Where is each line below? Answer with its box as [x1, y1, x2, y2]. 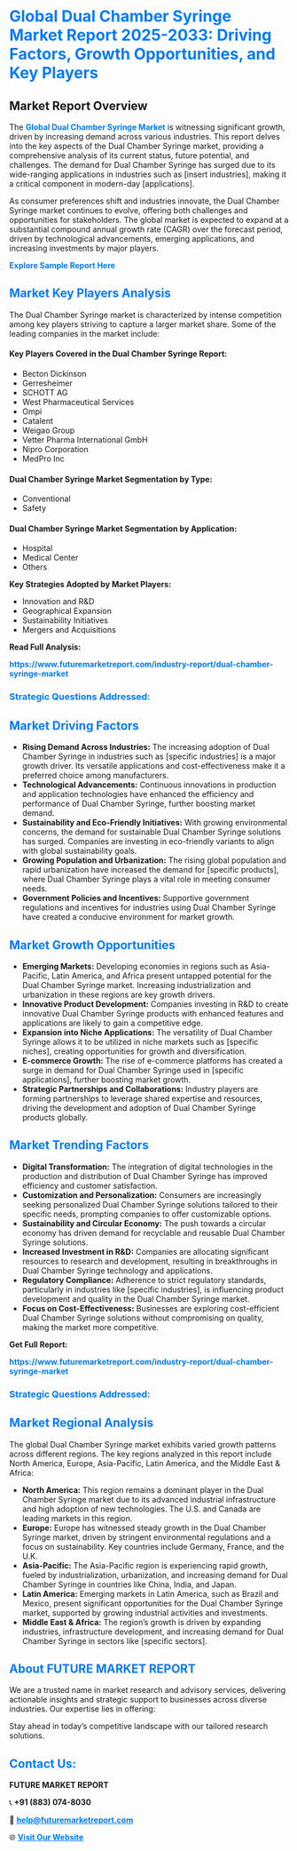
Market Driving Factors [9, 718, 139, 733]
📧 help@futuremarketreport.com [9, 1815, 134, 1825]
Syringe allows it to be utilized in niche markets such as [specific [21, 1036, 259, 1047]
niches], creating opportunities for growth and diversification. [21, 1046, 246, 1057]
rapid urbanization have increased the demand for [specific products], [21, 865, 279, 875]
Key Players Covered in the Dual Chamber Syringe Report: [9, 348, 228, 359]
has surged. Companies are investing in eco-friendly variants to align [21, 836, 275, 847]
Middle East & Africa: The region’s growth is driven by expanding [21, 1616, 262, 1627]
